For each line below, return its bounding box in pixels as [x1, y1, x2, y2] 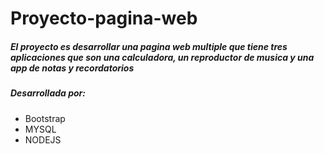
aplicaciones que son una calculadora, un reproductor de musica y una [10, 51, 315, 63]
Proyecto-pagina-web [10, 7, 198, 30]
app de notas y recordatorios [10, 62, 135, 74]
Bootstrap [24, 112, 66, 124]
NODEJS [24, 133, 62, 146]
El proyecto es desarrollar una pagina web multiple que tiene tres [10, 40, 288, 52]
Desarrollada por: [10, 87, 86, 99]
